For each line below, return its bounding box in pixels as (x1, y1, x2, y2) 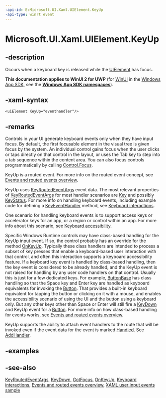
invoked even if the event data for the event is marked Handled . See (5, 327, 144, 333)
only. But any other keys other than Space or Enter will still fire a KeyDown (5, 301, 157, 307)
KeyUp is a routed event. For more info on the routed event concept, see (5, 172, 153, 178)
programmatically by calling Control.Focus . (5, 162, 93, 168)
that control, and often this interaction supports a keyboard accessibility (5, 254, 153, 260)
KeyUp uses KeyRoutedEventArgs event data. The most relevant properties (5, 187, 159, 193)
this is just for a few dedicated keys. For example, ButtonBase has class (5, 275, 152, 281)
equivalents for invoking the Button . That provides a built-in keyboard (5, 285, 147, 291)
